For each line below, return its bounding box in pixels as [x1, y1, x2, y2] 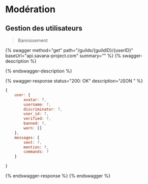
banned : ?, [23, 121, 47, 126]
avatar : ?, [23, 97, 47, 102]
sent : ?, [23, 140, 42, 145]
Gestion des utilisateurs [5, 24, 82, 33]
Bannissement [17, 37, 48, 43]
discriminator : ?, [23, 107, 63, 112]
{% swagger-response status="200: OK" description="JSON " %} [5, 78, 143, 84]
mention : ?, [23, 144, 49, 150]
